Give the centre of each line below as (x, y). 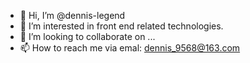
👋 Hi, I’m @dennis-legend (72, 15)
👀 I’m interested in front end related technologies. (121, 26)
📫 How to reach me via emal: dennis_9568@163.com (130, 48)
